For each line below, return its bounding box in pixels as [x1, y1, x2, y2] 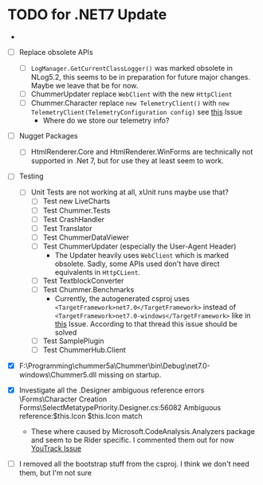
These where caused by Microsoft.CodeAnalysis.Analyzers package [30, 427, 256, 436]
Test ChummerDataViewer [42, 233, 129, 242]
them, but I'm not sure [18, 468, 92, 478]
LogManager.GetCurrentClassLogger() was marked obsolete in [30, 64, 233, 72]
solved [54, 327, 77, 337]
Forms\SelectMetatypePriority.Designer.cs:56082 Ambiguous [18, 403, 222, 413]
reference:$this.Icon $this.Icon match [18, 412, 143, 421]
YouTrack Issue [30, 444, 81, 453]
